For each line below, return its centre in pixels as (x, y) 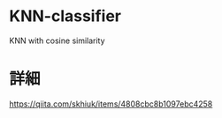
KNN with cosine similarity (57, 41)
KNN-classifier (65, 16)
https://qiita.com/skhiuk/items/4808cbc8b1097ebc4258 (111, 104)
